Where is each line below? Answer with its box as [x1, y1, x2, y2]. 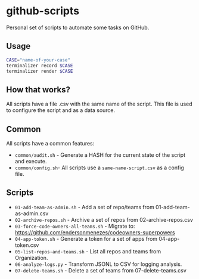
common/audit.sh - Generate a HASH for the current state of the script [14, 151, 186, 159]
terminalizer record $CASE [6, 63, 73, 69]
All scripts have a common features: [6, 140, 95, 147]
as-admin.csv [14, 210, 49, 217]
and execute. [14, 158, 47, 165]
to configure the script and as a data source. [6, 107, 116, 114]
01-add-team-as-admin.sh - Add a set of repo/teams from [14, 203, 155, 210]
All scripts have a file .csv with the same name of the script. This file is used [6, 100, 192, 108]
